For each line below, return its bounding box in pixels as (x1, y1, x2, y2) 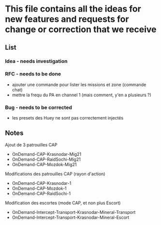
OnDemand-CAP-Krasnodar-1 (12, 180, 72, 186)
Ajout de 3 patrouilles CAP (5, 142, 58, 148)
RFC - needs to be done (5, 71, 61, 77)
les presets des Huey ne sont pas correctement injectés (12, 115, 124, 121)
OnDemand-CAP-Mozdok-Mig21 (12, 161, 77, 167)
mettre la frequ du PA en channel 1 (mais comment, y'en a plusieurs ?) (12, 92, 151, 98)
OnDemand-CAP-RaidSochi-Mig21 (12, 156, 81, 162)
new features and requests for (5, 14, 129, 25)
